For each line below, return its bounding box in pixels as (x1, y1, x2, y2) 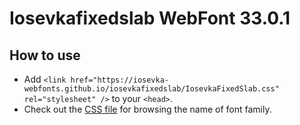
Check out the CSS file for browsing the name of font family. (23, 103, 272, 115)
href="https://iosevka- (70, 75, 169, 85)
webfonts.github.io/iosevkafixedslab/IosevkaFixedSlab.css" (23, 84, 280, 94)
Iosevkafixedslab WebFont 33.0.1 (9, 7, 291, 30)
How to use (9, 47, 81, 64)
